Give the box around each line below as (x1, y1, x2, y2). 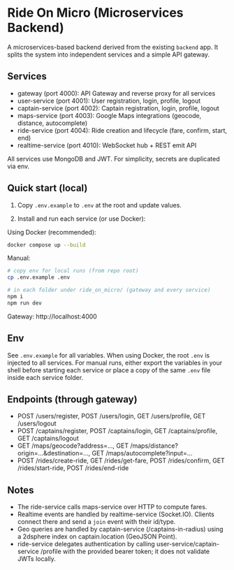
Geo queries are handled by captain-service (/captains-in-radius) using (17, 525, 224, 534)
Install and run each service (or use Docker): (17, 214, 146, 223)
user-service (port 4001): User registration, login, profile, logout (17, 96, 201, 105)
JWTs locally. (17, 555, 56, 563)
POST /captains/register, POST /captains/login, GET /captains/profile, (17, 427, 218, 435)
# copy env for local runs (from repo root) (7, 268, 139, 275)
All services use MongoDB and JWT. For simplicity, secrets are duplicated (7, 154, 220, 163)
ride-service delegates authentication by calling (17, 540, 155, 548)
